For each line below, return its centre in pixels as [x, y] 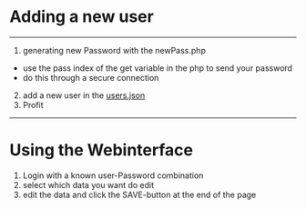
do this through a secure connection [91, 77]
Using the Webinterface [102, 150]
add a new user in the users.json [84, 95]
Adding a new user [82, 17]
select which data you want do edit [88, 184]
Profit [33, 104]
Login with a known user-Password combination [113, 175]
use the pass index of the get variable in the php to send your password [158, 68]
